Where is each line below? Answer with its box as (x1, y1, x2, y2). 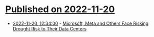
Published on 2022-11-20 (5, 4, 115, 15)
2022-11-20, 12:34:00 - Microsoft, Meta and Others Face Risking (12, 20, 149, 26)
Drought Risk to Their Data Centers (12, 25, 87, 31)
